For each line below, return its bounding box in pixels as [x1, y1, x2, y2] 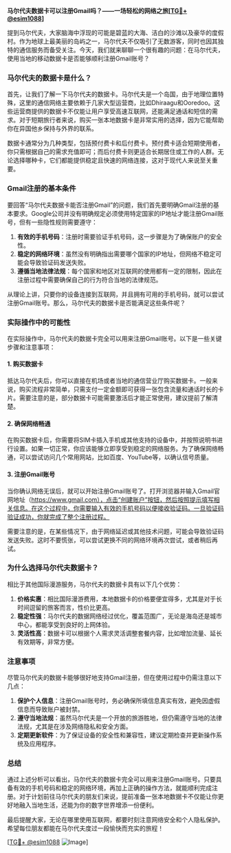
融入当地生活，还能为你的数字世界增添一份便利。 [19, 801, 158, 810]
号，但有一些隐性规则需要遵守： [7, 218, 98, 226]
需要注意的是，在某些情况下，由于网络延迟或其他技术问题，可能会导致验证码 [7, 527, 224, 535]
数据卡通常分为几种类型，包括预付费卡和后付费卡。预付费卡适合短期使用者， [7, 139, 224, 147]
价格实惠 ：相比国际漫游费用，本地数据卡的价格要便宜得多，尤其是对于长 [16, 595, 222, 603]
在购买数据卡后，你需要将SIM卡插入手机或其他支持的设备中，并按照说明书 [7, 436, 217, 444]
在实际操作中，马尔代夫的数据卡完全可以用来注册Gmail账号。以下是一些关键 [7, 334, 222, 342]
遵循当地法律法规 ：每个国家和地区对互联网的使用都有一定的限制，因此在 [16, 267, 222, 275]
